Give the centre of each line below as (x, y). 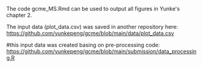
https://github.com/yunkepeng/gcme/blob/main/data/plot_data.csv (90, 33)
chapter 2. (19, 15)
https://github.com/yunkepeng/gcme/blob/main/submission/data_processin (101, 51)
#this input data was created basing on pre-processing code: (83, 45)
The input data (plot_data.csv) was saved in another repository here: (92, 27)
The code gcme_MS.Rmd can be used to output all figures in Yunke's (93, 9)
